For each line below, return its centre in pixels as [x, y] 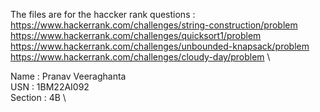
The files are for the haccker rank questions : [103, 14]
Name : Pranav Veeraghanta [68, 76]
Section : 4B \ [38, 97]
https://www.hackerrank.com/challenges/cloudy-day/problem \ [140, 57]
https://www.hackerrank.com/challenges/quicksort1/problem [136, 35]
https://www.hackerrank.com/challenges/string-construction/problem [154, 25]
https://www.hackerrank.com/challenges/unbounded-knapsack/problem [160, 46]
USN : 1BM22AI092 [50, 87]
